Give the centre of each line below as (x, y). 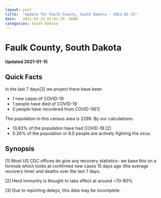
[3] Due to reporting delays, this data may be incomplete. (63, 190)
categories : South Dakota (32, 23)
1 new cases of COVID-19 (38, 99)
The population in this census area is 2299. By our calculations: (69, 118)
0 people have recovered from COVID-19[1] (56, 109)
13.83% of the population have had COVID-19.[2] (62, 128)
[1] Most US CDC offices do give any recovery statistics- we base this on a (81, 161)
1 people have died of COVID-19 (45, 103)
